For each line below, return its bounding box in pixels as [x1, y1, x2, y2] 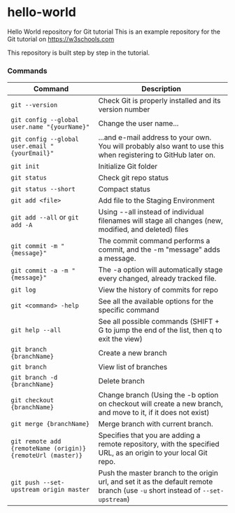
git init [10, 163, 40, 170]
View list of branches [98, 362, 168, 372]
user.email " [10, 142, 55, 151]
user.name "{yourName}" [10, 123, 90, 131]
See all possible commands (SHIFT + [98, 317, 220, 327]
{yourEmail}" [10, 149, 55, 158]
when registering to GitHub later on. [98, 150, 215, 160]
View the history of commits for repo [98, 285, 219, 295]
